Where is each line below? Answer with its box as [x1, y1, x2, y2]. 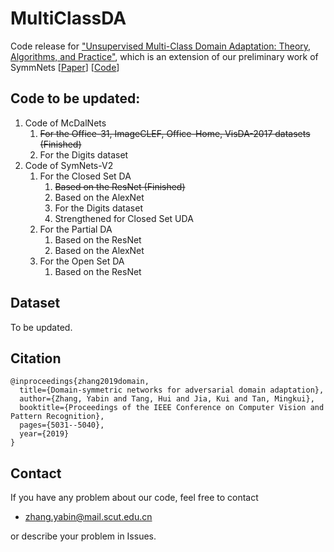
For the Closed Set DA [39, 170, 132, 182]
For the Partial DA [39, 223, 113, 235]
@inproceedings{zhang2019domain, [10, 377, 150, 387]
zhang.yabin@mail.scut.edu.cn [24, 511, 153, 523]
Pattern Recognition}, [10, 412, 105, 422]
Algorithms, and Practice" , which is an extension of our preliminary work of [10, 50, 319, 62]
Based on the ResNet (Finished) [54, 180, 186, 192]
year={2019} [19, 429, 70, 439]
